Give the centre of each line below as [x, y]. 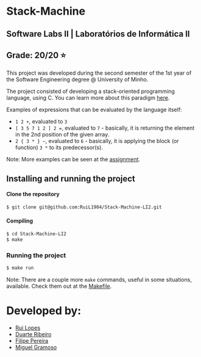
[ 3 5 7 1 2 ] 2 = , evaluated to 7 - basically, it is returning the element [105, 128]
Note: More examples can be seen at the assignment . [73, 160]
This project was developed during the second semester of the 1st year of [99, 73]
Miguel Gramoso [36, 347]
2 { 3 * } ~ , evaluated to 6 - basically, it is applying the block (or [97, 141]
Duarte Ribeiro [33, 334]
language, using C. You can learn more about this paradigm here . [88, 98]
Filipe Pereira [32, 340]
